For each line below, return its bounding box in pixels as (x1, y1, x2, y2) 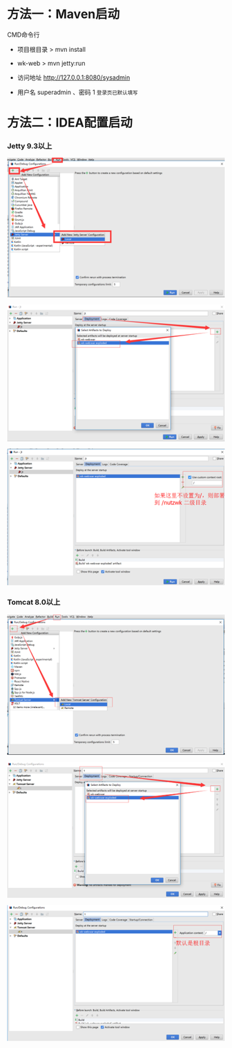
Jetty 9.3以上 (7, 141, 52, 151)
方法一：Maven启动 (7, 6, 120, 22)
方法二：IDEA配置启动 (7, 115, 133, 131)
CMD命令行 (7, 30, 40, 39)
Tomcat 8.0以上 (7, 598, 61, 607)
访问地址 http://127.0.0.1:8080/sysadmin (17, 73, 130, 82)
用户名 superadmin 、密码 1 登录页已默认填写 (17, 88, 138, 96)
